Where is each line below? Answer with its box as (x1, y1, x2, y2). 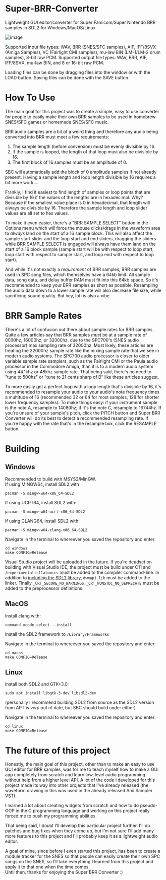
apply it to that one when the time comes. (5, 864, 90, 870)
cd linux (5, 724, 23, 729)
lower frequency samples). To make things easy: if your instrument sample (5, 399, 158, 405)
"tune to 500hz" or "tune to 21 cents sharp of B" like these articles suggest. (5, 374, 160, 380)
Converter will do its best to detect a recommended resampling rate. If (5, 415, 149, 421)
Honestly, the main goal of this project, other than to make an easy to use (5, 761, 155, 767)
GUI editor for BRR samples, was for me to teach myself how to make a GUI (5, 766, 159, 772)
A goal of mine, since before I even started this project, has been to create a (5, 848, 161, 854)
